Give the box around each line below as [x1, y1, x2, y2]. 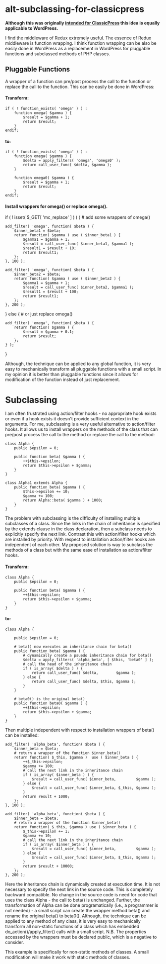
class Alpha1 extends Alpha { [5, 481, 68, 485]
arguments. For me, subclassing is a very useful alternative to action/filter [5, 421, 156, 427]
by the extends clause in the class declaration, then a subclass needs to [5, 526, 152, 532]
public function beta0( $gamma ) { [14, 700, 88, 706]
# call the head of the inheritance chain [23, 662, 112, 667]
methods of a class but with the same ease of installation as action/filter [5, 547, 152, 553]
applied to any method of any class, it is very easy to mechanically [5, 918, 141, 924]
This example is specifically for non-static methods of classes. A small [5, 949, 149, 955]
